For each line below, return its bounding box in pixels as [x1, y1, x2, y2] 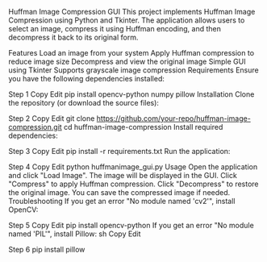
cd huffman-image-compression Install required [63, 123, 223, 131]
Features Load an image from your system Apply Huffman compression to [8, 48, 255, 57]
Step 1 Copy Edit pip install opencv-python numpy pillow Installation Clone [8, 89, 255, 99]
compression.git [8, 123, 62, 131]
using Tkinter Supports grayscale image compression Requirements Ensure [8, 65, 260, 75]
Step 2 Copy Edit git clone [8, 114, 95, 123]
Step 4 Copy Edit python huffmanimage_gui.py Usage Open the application [8, 162, 258, 172]
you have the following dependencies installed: [8, 74, 165, 83]
